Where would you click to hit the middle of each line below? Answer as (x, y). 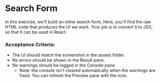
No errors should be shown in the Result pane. (58, 60)
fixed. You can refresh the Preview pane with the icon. (73, 76)
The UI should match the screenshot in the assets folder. (68, 55)
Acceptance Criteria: (30, 44)
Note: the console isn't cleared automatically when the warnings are (87, 70)
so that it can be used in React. (36, 32)
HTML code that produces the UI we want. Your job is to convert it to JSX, (79, 27)
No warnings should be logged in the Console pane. (64, 65)
